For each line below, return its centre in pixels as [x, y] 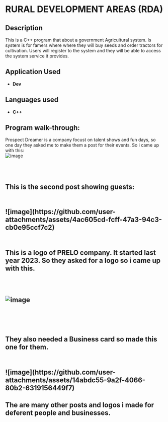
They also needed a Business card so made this [81, 339]
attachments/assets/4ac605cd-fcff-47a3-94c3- [84, 220]
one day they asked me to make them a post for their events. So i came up [82, 145]
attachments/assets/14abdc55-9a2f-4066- [75, 380]
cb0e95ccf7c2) [30, 228]
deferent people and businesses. [58, 413]
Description [24, 28]
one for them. [27, 347]
